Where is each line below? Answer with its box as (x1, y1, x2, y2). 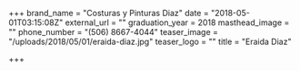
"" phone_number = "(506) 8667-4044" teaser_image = (8, 27, 219, 37)
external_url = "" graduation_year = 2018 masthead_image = (65, 17, 290, 28)
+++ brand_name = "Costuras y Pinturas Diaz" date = (8, 8, 210, 18)
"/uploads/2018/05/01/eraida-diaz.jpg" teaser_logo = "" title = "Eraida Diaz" (8, 36, 292, 47)
